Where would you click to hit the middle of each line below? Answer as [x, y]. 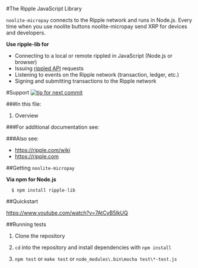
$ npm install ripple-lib [44, 190]
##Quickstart [22, 201]
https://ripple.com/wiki [42, 150]
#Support [18, 92]
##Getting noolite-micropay [41, 168]
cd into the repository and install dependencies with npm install [93, 247]
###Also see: [23, 138]
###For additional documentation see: [53, 127]
